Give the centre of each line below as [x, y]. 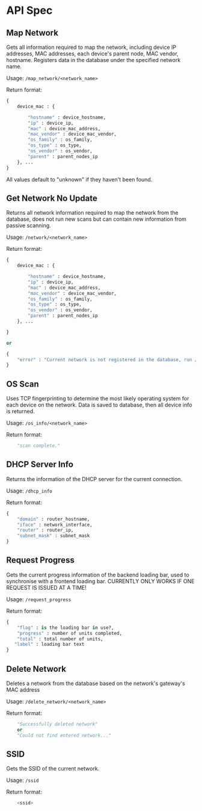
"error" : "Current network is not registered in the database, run [105, 359]
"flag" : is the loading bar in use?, [66, 628]
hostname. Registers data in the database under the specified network [93, 60]
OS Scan [23, 384]
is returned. [20, 411]
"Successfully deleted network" [57, 724]
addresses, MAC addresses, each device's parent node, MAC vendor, [92, 54]
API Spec [29, 11]
